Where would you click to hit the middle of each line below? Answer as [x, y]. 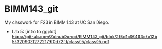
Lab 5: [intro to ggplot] [34, 31]
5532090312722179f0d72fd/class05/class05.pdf [60, 41]
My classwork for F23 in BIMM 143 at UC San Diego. [57, 22]
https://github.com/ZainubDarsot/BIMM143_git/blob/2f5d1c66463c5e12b [84, 37]
